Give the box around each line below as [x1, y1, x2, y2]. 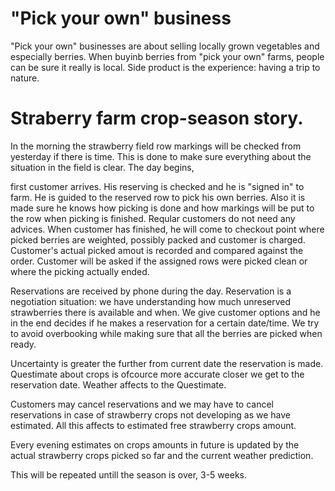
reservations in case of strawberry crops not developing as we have [10, 408, 291, 421]
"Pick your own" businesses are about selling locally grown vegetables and [10, 40, 320, 52]
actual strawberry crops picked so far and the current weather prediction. [10, 449, 314, 461]
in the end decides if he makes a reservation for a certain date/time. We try [10, 317, 320, 329]
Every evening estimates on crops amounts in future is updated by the [10, 438, 300, 451]
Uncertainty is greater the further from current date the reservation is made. [10, 357, 324, 369]
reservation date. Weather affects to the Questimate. [10, 378, 227, 391]
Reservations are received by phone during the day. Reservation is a [10, 285, 292, 297]
